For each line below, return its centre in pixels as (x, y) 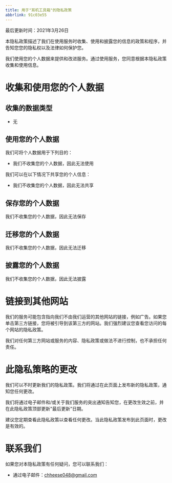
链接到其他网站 (37, 301)
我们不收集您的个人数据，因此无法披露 (46, 279)
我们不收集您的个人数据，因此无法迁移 (46, 247)
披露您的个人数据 (32, 265)
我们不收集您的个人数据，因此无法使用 (53, 164)
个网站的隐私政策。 (26, 329)
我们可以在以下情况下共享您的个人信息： (48, 174)
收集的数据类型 (29, 108)
